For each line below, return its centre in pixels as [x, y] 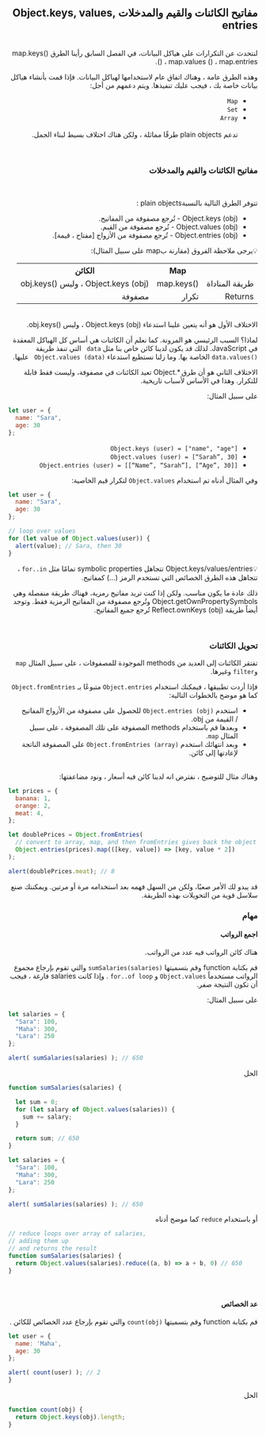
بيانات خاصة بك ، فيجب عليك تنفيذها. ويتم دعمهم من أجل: [174, 85]
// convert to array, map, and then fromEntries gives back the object [136, 842]
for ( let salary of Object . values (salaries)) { [95, 1109]
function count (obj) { [46, 1410]
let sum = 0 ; [37, 1102]
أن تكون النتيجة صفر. [227, 984]
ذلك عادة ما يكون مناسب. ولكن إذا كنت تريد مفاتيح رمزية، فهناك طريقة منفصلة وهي [135, 593]
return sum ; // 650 [47, 1138]
